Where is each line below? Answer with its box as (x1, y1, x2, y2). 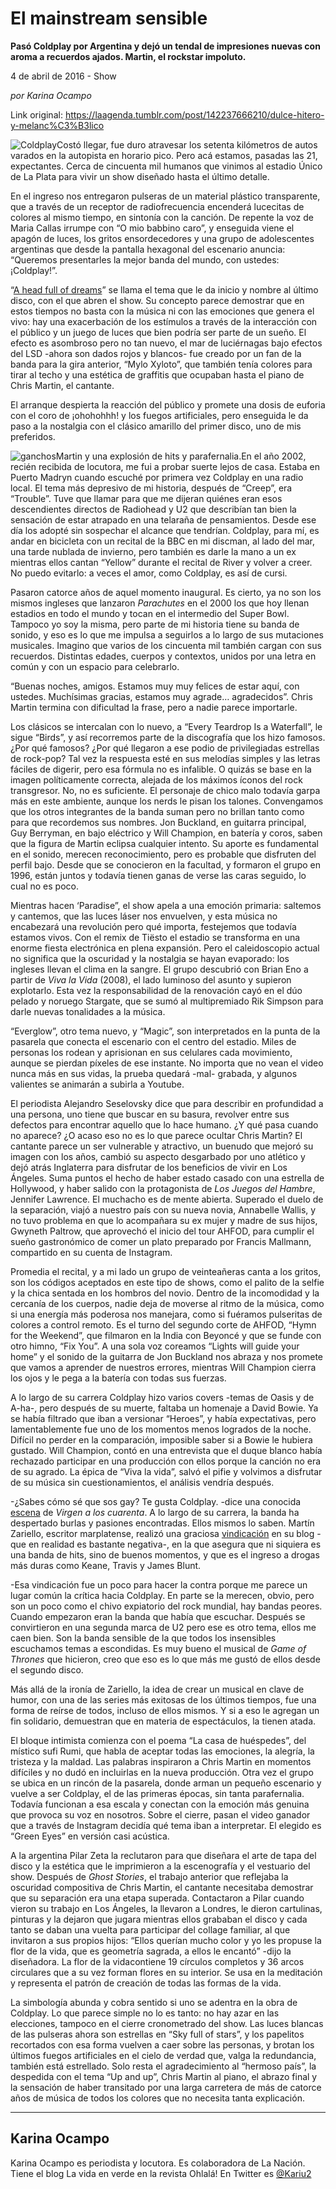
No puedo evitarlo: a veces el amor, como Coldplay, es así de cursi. (10, 567, 288, 579)
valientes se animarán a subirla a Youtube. (10, 1078, 185, 1090)
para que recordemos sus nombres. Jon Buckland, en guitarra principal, (10, 816, 307, 828)
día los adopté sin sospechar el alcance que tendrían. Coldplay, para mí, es (10, 524, 320, 536)
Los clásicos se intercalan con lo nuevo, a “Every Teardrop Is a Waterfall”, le (10, 720, 323, 732)
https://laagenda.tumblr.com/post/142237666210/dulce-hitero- (64, 108, 325, 121)
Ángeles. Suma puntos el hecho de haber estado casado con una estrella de (10, 1172, 325, 1184)
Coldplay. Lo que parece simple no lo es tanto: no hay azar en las (10, 2007, 280, 2019)
